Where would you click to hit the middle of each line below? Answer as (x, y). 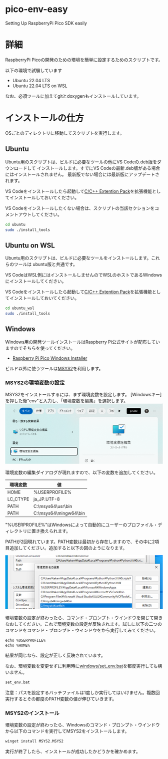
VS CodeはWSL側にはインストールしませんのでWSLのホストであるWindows (84, 275)
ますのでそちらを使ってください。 (40, 348)
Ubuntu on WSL (30, 245)
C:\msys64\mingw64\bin (59, 513)
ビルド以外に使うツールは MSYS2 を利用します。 (54, 368)
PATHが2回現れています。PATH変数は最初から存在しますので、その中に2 (80, 542)
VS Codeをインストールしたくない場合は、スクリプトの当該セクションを (80, 208)
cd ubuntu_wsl (20, 308)
